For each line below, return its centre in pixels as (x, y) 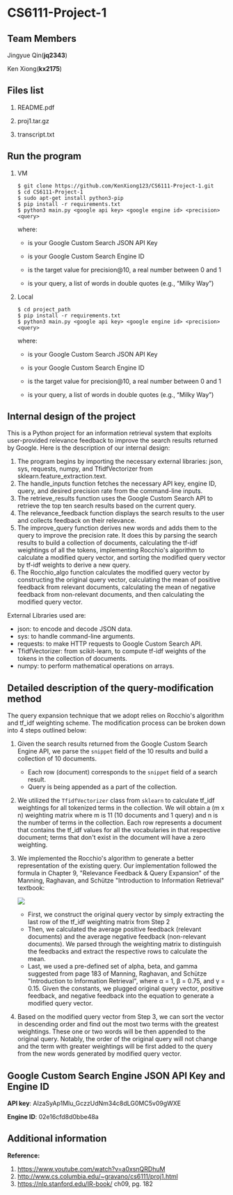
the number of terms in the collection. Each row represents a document (120, 822)
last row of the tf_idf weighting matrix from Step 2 (99, 922)
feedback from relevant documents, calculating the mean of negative (116, 587)
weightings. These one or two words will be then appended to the (111, 1031)
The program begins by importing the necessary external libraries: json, (120, 462)
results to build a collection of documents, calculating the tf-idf (107, 543)
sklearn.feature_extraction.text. (62, 476)
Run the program (45, 156)
